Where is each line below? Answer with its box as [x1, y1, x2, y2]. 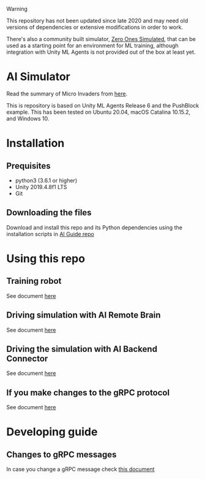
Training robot [6, 276, 62, 286]
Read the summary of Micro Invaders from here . [6, 90, 128, 97]
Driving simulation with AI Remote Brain [6, 310, 161, 321]
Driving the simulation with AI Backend [6, 344, 158, 354]
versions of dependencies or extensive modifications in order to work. [6, 24, 184, 31]
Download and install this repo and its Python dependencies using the [6, 223, 182, 231]
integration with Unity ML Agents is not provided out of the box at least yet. [6, 48, 196, 56]
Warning [6, 6, 28, 12]
